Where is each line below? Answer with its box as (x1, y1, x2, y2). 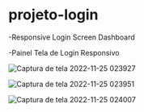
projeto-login (8, 6, 99, 24)
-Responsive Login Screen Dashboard (8, 32, 135, 42)
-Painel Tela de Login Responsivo (8, 48, 120, 57)
